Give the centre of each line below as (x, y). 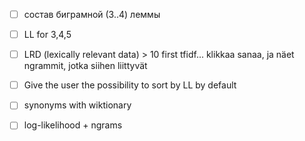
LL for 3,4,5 (47, 35)
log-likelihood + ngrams (73, 125)
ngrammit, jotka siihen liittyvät (85, 66)
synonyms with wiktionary (77, 105)
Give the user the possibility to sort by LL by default (130, 85)
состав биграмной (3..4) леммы (92, 14)
